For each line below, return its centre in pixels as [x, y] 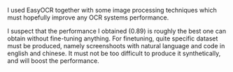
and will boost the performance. [53, 61]
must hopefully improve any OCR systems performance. [88, 17]
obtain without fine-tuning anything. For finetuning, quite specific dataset [113, 38]
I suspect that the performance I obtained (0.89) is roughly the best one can [116, 31]
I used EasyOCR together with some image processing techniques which [112, 10]
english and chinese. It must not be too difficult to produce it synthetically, [114, 53]
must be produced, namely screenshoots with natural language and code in [116, 46]
